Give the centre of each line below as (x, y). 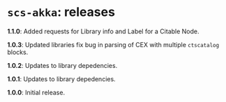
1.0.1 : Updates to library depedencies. (62, 79)
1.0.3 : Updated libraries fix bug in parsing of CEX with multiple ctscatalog (113, 44)
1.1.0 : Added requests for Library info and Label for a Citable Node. (104, 31)
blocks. (18, 52)
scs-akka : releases (61, 12)
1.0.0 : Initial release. (36, 92)
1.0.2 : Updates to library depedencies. (62, 65)
